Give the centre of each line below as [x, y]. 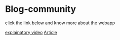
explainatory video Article [31, 32]
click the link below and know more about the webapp [60, 23]
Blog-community [41, 9]
